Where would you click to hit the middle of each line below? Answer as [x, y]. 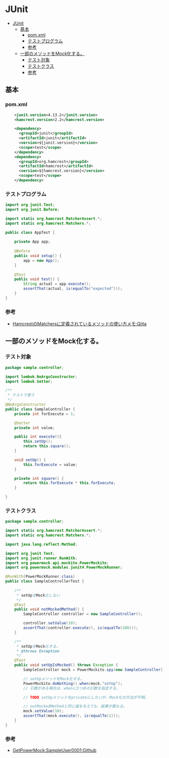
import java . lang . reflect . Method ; [41, 544]
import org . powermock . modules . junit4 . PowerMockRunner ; [64, 567]
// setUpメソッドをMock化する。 [54, 679]
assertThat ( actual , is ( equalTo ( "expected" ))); [73, 289]
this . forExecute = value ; [51, 465]
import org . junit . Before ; [32, 210]
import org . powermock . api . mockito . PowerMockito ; [57, 563]
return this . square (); [47, 446]
